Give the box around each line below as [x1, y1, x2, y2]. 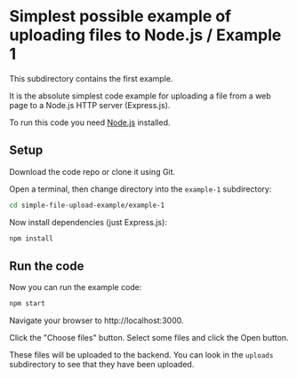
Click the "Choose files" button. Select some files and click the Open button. [9, 333, 289, 343]
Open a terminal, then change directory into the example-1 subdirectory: [9, 184, 272, 194]
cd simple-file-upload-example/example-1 [9, 201, 165, 209]
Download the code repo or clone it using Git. [9, 166, 176, 177]
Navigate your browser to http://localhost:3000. [9, 315, 184, 326]
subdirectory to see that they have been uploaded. [9, 359, 195, 370]
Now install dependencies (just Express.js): [9, 217, 167, 227]
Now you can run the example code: [9, 282, 142, 293]
